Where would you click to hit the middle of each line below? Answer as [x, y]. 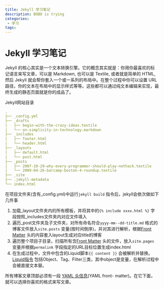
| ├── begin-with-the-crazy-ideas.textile [51, 125]
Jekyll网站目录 [20, 102]
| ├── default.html [27, 152]
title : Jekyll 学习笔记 [28, 10]
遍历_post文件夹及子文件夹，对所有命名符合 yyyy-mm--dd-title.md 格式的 [85, 223]
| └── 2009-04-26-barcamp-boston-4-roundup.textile [61, 171]
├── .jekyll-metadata [27, 180]
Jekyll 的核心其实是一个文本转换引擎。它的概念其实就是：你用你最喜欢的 [78, 68]
